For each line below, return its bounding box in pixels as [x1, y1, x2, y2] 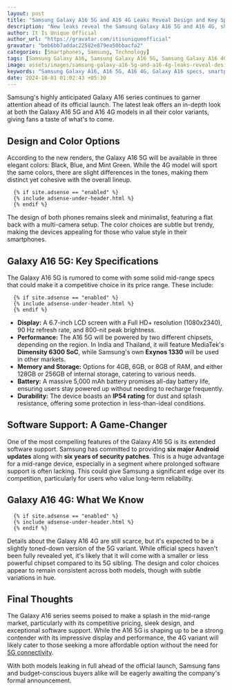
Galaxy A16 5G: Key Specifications [7, 255, 159, 267]
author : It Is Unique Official [7, 29, 97, 37]
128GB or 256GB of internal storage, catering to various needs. [17, 370, 197, 378]
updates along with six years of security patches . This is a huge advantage [7, 452, 224, 460]
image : [7, 61, 26, 68]
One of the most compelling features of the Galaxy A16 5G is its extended [7, 437, 216, 445]
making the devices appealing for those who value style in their [7, 228, 188, 236]
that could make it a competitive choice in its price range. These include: [7, 281, 214, 289]
